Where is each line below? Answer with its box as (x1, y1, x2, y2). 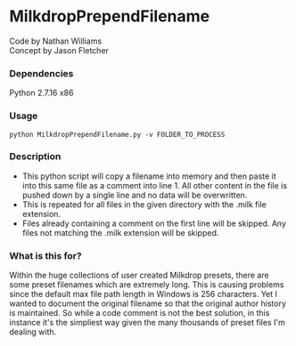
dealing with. (9, 326, 57, 337)
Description (9, 150, 62, 163)
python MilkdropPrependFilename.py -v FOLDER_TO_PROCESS (9, 130, 226, 139)
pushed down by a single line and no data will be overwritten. (21, 189, 248, 200)
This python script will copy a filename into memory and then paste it (21, 171, 276, 181)
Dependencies (9, 67, 74, 79)
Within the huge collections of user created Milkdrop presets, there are (9, 270, 269, 281)
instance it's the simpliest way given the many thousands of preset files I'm (9, 318, 285, 328)
